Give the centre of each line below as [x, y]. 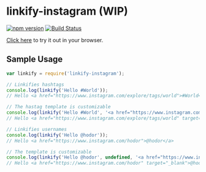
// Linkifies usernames [37, 129]
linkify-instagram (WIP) [67, 11]
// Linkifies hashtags [35, 84]
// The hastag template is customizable [59, 107]
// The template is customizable [49, 152]
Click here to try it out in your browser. [55, 40]
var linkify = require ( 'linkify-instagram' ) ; [65, 73]
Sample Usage [35, 59]
